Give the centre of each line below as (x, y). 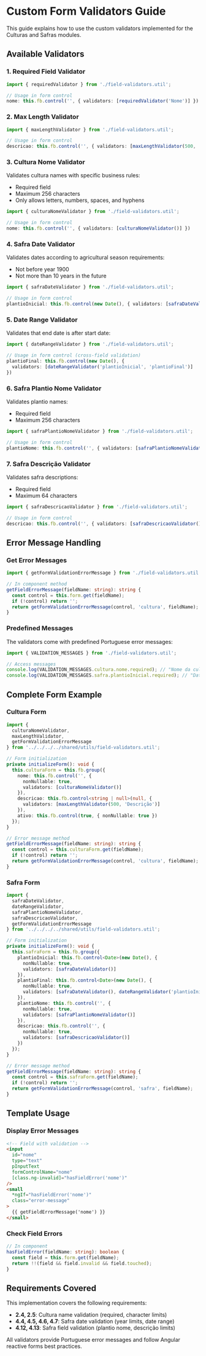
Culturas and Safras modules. (44, 34)
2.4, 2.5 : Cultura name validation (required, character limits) (91, 1315)
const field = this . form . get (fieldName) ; (66, 1257)
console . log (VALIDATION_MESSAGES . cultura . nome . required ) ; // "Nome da (98, 670)
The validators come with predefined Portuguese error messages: (90, 641)
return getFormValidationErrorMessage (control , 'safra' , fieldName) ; (102, 1089)
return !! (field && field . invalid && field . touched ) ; (82, 1263)
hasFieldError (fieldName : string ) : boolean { (65, 1252)
